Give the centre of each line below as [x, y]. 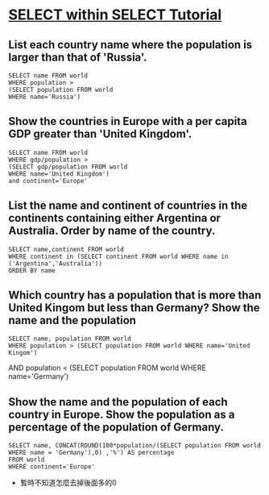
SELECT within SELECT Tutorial [115, 15]
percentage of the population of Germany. [116, 427]
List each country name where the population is [130, 45]
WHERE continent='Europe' [52, 467]
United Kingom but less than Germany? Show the [134, 308]
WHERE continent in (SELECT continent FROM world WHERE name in [118, 256]
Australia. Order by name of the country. [112, 231]
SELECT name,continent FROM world [66, 249]
